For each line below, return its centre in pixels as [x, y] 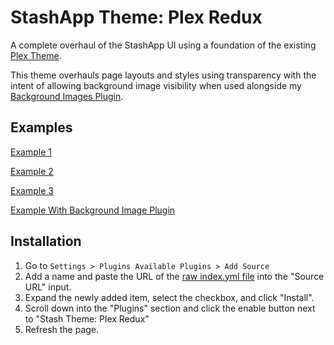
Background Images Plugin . [67, 96]
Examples [41, 127]
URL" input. [48, 287]
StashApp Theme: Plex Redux [136, 17]
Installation [46, 241]
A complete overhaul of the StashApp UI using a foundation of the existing [163, 45]
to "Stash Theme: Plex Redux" [87, 318]
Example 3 [32, 190]
